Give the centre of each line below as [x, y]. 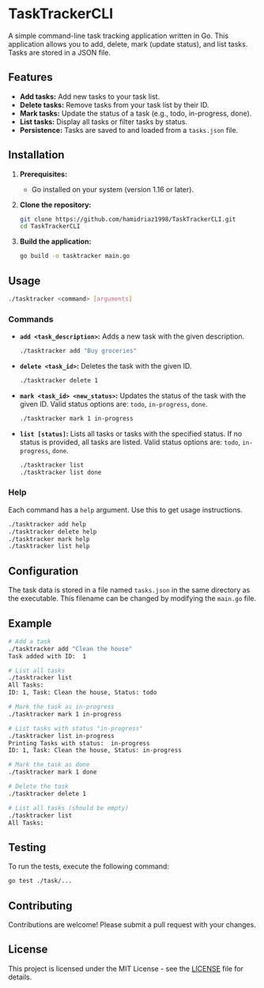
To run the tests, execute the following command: [89, 866]
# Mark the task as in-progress [61, 707]
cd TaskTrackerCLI [50, 226]
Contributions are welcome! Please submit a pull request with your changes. [132, 924]
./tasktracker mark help [49, 539]
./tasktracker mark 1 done [53, 772]
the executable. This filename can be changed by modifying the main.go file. [132, 599]
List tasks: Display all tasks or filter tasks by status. [104, 121]
